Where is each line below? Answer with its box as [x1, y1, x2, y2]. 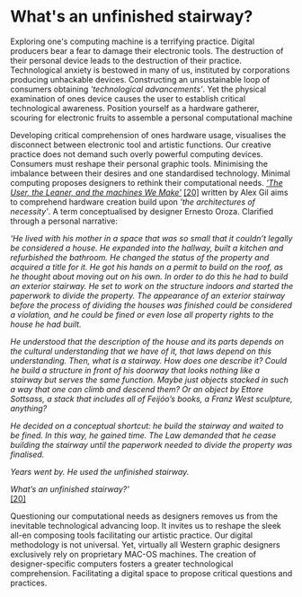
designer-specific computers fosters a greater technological [10, 558, 234, 569]
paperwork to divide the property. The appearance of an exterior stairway [10, 290, 286, 301]
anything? [10, 402, 48, 414]
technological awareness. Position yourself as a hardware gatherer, [10, 102, 260, 113]
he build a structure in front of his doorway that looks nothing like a [10, 364, 260, 375]
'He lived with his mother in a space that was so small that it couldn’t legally [10, 233, 293, 243]
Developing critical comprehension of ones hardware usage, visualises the [10, 129, 287, 140]
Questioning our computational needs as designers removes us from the [10, 510, 279, 522]
